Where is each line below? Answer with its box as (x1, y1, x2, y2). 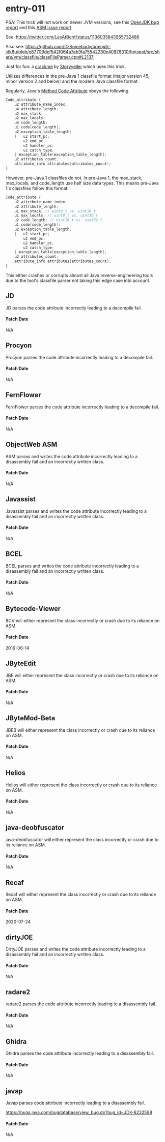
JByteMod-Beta (5, 714, 55, 722)
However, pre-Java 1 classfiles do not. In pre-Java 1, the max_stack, (5, 175, 142, 181)
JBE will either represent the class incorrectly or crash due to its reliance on (5, 672, 159, 678)
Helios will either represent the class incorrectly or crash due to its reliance (5, 782, 157, 788)
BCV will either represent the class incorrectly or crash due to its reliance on (5, 617, 160, 623)
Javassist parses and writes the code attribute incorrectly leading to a (5, 508, 147, 514)
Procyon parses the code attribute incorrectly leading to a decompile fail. (5, 354, 154, 360)
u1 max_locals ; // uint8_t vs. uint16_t (14, 213, 98, 218)
